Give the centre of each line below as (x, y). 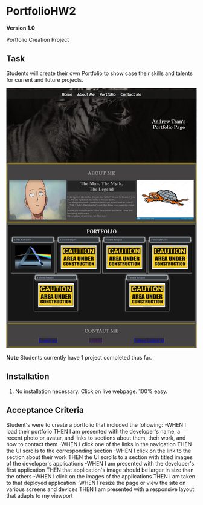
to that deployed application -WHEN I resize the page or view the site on (96, 483)
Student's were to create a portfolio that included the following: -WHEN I (96, 424)
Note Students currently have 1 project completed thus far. (79, 358)
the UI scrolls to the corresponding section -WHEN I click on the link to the (99, 451)
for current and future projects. (45, 79)
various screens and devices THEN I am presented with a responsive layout (100, 489)
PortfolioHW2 (41, 11)
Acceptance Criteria (45, 410)
